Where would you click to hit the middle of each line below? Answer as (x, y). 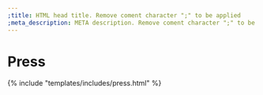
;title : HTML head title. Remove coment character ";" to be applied (124, 15)
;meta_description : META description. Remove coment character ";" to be (131, 23)
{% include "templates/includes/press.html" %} (85, 83)
